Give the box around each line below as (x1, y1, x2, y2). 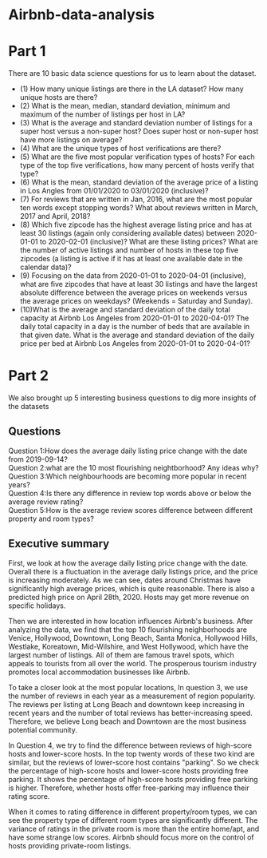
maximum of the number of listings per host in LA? (19, 109, 186, 119)
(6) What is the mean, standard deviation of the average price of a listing (19, 177, 259, 187)
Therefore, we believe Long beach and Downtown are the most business (8, 717, 247, 726)
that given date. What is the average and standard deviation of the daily (19, 330, 255, 340)
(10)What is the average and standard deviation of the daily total (19, 305, 231, 315)
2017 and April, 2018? (19, 212, 91, 221)
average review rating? (8, 497, 84, 506)
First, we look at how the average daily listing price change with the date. (8, 558, 249, 568)
